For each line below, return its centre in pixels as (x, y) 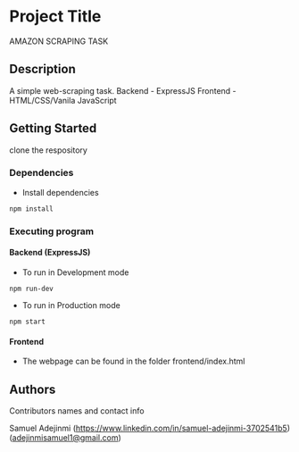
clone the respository (48, 150)
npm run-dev (31, 289)
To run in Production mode (71, 305)
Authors (33, 389)
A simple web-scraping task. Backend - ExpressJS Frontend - (123, 90)
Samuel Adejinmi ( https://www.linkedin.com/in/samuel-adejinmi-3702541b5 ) (150, 428)
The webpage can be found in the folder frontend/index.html (133, 361)
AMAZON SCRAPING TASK (59, 41)
